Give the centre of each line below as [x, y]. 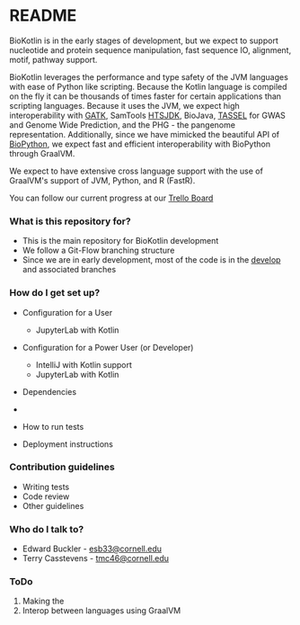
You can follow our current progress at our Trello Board [111, 198]
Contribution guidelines [62, 467]
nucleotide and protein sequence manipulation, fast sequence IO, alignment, [150, 49]
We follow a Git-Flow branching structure [98, 250]
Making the [43, 601]
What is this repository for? [71, 221]
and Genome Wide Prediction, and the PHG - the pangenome [123, 125]
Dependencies [49, 391]
